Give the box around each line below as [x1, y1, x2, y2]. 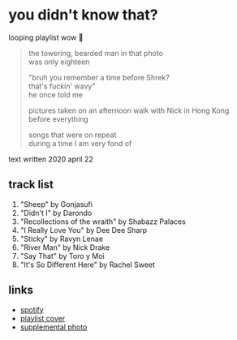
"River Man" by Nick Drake [19, 242, 110, 252]
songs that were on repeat [28, 130, 117, 140]
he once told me [28, 89, 84, 99]
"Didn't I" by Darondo [19, 208, 93, 217]
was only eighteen [28, 57, 90, 67]
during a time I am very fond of [28, 138, 132, 148]
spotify [19, 304, 45, 314]
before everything [28, 114, 89, 123]
